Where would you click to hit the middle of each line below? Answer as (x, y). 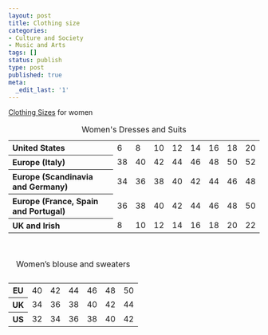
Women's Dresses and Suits (134, 130)
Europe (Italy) (39, 163)
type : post (26, 68)
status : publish (35, 61)
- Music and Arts (37, 45)
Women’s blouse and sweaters (73, 264)
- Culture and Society (46, 38)
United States (39, 148)
